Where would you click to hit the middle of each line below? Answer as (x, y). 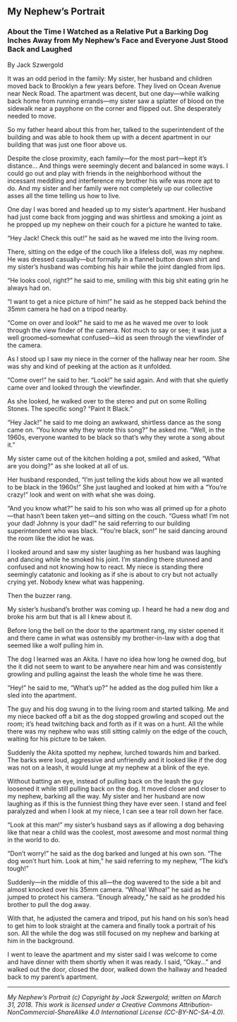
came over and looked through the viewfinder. (74, 387)
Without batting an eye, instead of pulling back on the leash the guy (105, 781)
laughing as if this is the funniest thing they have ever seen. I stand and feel (117, 803)
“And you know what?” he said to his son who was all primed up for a (108, 508)
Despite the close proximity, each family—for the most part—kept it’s (107, 158)
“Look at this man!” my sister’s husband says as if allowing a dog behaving (116, 825)
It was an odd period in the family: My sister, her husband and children (110, 78)
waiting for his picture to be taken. (57, 738)
